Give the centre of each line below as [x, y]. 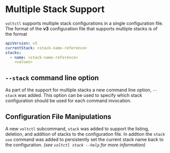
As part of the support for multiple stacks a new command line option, [78, 90]
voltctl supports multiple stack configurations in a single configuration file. [84, 23]
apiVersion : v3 [21, 43]
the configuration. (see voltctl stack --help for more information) [75, 144]
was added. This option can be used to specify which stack [80, 95]
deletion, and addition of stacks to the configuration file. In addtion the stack [85, 134]
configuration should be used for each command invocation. [69, 101]
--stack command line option [52, 78]
